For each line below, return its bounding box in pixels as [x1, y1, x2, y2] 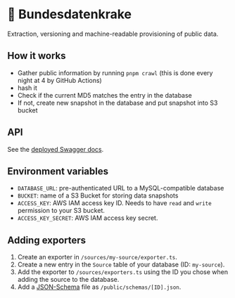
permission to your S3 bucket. [17, 207, 106, 215]
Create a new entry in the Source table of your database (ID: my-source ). [17, 260, 225, 269]
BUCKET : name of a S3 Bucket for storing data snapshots [17, 191, 179, 200]
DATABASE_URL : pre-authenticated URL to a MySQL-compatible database [17, 184, 224, 193]
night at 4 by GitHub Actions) [17, 76, 102, 84]
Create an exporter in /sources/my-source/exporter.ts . [17, 253, 178, 261]
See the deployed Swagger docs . [7, 145, 104, 153]
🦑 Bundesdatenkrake [7, 6, 132, 22]
